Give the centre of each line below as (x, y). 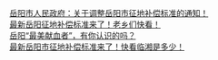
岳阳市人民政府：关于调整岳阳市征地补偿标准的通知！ (109, 13)
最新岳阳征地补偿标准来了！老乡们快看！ (85, 24)
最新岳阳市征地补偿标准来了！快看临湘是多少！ (97, 47)
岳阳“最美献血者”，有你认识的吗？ (73, 35)
